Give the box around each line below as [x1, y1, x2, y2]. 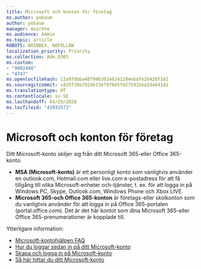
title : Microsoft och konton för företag [6, 8, 112, 15]
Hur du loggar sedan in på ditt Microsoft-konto [14, 243, 131, 251]
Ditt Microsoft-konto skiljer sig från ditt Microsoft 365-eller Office [6, 151, 168, 158]
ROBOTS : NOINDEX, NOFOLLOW [6, 43, 74, 49]
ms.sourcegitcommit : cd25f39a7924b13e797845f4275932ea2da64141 [6, 82, 169, 88]
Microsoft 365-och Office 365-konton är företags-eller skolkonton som [14, 194, 195, 201]
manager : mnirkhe [6, 25, 50, 32]
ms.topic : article [6, 37, 53, 43]
